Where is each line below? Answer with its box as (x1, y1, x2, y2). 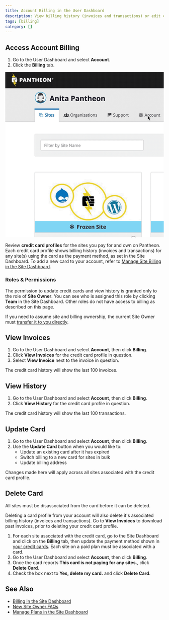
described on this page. (5, 303, 54, 309)
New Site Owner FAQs (12, 603, 59, 609)
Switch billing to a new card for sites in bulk (20, 454, 111, 460)
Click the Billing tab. (12, 62, 55, 68)
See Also (5, 585, 34, 593)
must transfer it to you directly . (5, 319, 69, 325)
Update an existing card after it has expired (20, 449, 110, 455)
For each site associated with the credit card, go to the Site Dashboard (12, 532, 159, 538)
